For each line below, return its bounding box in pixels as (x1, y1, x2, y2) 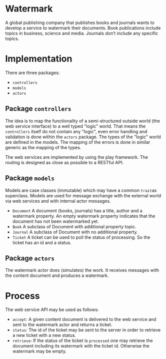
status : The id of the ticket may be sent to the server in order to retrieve (12, 327, 161, 333)
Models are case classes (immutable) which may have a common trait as (5, 187, 157, 193)
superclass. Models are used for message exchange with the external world (5, 192, 161, 198)
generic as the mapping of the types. (5, 144, 81, 150)
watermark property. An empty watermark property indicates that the (12, 213, 155, 219)
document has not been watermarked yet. (12, 218, 99, 224)
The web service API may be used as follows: (5, 306, 99, 313)
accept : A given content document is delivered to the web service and (12, 316, 156, 322)
